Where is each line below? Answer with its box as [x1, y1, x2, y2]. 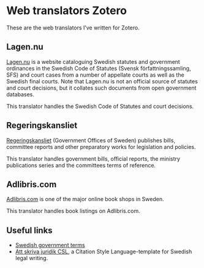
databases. [6, 90, 35, 98]
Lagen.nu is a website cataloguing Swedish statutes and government [6, 58, 181, 65]
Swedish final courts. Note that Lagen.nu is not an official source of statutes [6, 77, 198, 85]
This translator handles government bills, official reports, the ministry [6, 155, 181, 163]
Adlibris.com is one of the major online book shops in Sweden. [6, 196, 164, 203]
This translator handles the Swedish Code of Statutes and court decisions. [6, 102, 194, 110]
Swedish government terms [15, 242, 85, 249]
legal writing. [15, 255, 48, 262]
